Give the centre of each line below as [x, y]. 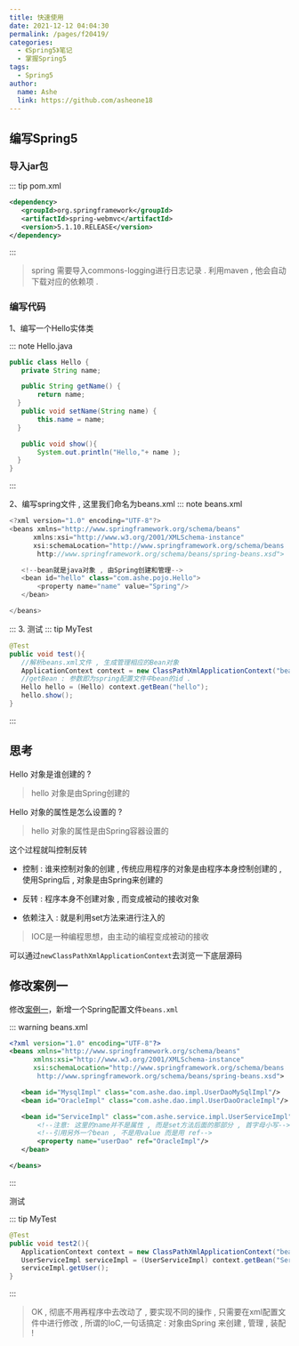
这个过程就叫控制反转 [48, 850]
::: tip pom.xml [36, 186]
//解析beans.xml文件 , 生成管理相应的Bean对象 [100, 662]
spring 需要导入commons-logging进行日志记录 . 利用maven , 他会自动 [158, 270]
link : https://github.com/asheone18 [85, 100]
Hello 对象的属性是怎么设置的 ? [66, 811]
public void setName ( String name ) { [89, 411]
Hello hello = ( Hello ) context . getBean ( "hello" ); [115, 687]
